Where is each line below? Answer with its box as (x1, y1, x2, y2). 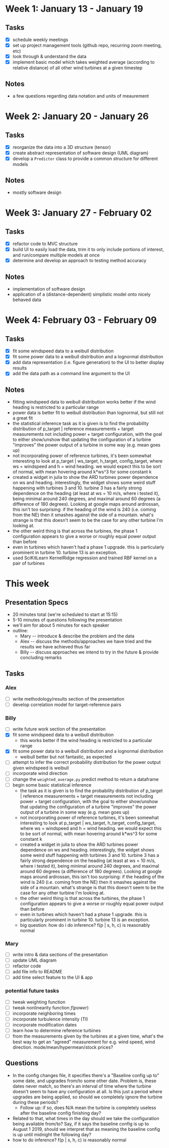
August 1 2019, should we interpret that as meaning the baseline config (12, 1126, 160, 1132)
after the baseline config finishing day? (20, 1110, 101, 1116)
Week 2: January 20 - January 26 (5, 111, 149, 122)
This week (5, 578, 49, 590)
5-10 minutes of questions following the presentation (12, 617, 123, 623)
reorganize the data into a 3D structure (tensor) (12, 144, 111, 150)
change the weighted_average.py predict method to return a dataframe (12, 776, 159, 782)
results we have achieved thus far (20, 644, 91, 650)
